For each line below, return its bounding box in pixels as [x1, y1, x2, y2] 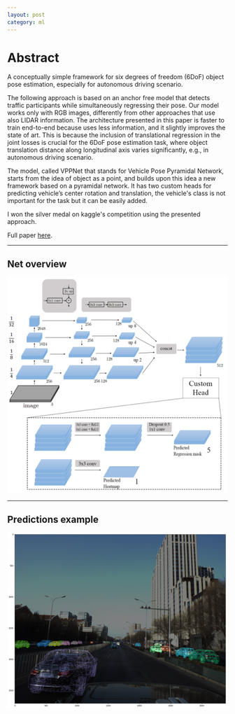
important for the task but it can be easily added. [7, 197, 148, 205]
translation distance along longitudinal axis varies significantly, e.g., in [7, 146, 208, 154]
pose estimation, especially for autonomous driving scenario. [7, 80, 183, 89]
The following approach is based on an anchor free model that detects [7, 94, 211, 102]
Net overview [7, 258, 67, 269]
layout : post [7, 11, 45, 18]
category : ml [7, 18, 45, 26]
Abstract [7, 50, 59, 66]
